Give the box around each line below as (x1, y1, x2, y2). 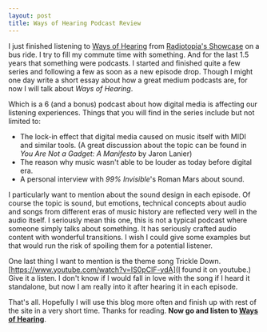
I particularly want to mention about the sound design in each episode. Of (8, 190, 251, 199)
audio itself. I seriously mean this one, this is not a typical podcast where (8, 215, 248, 225)
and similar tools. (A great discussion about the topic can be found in (19, 140, 247, 150)
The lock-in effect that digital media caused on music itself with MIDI (19, 131, 246, 141)
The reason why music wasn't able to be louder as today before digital (19, 157, 253, 166)
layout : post (8, 11, 52, 20)
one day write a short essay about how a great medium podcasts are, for (8, 75, 248, 85)
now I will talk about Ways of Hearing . (8, 83, 133, 93)
